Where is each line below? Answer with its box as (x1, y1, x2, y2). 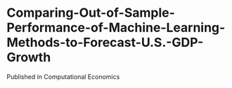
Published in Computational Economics (6, 72, 120, 81)
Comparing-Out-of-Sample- (6, 5, 175, 21)
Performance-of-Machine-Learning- (6, 20, 226, 36)
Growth (6, 50, 51, 66)
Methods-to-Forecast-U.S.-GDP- (6, 35, 204, 50)
